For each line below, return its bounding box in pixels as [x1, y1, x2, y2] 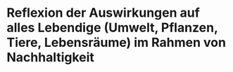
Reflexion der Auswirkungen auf [6, 5, 200, 21]
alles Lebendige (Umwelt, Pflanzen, [6, 20, 218, 36]
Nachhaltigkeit [6, 50, 94, 66]
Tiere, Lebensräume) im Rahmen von [6, 35, 227, 50]
